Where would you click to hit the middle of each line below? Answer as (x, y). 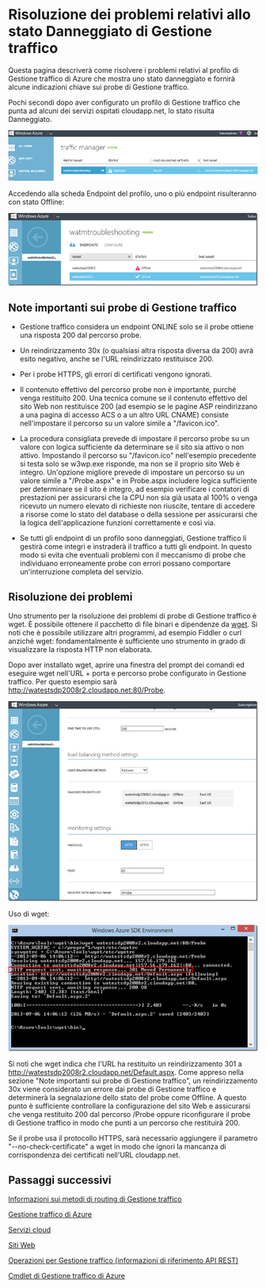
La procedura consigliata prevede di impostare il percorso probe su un (134, 439)
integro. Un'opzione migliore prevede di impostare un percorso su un (132, 472)
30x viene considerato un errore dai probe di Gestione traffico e (112, 1089)
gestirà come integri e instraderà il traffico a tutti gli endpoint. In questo (135, 547)
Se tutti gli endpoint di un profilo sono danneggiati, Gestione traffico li (133, 538)
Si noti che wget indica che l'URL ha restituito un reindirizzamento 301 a (125, 1064)
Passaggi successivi (60, 1180)
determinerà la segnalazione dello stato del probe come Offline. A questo (127, 1098)
